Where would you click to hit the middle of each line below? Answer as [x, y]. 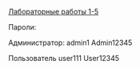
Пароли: [22, 27]
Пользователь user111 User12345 [64, 58]
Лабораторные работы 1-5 [54, 12]
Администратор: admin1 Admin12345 [70, 43]
